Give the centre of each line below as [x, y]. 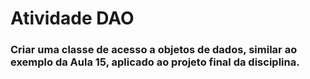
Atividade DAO [72, 18]
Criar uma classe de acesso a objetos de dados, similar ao [154, 50]
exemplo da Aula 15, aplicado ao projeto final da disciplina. [155, 62]
